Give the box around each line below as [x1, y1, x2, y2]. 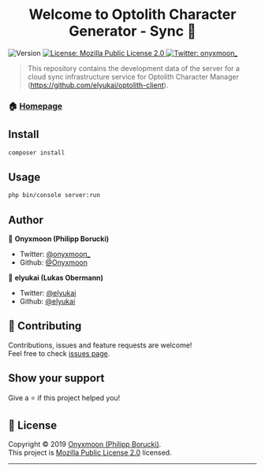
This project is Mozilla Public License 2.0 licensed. [8, 448, 172, 458]
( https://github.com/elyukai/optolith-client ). [27, 80, 169, 90]
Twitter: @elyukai [19, 288, 77, 298]
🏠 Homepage [8, 100, 63, 111]
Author [8, 213, 43, 226]
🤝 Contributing [8, 319, 82, 333]
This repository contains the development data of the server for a [27, 63, 241, 72]
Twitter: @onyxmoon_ [19, 250, 91, 259]
